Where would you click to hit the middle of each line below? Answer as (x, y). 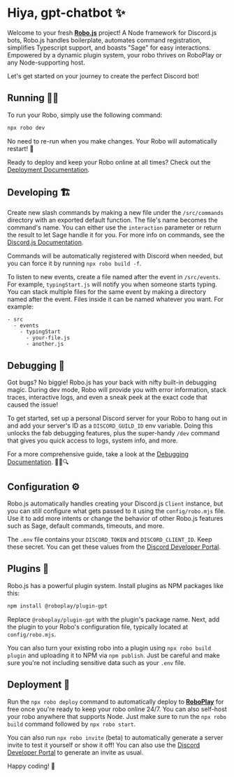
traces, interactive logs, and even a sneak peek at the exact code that (107, 398)
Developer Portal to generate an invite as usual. (75, 752)
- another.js (45, 344)
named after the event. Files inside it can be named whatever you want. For (115, 300)
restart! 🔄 (21, 148)
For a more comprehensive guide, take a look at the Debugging (98, 454)
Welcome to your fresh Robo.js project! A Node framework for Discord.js (112, 32)
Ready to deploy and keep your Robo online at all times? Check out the (109, 162)
